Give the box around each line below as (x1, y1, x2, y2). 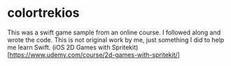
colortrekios (7, 5, 80, 21)
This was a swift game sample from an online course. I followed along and (7, 28, 221, 37)
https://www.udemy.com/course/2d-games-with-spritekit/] (9, 51, 181, 59)
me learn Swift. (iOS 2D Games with (7, 43, 111, 51)
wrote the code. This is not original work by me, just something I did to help (7, 35, 225, 44)
